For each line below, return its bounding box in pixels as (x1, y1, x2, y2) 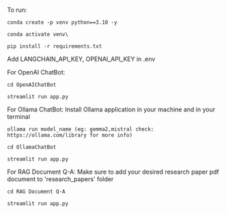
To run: (7, 6, 27, 14)
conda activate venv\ (7, 31, 69, 38)
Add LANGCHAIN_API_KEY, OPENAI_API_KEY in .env (7, 55, 156, 63)
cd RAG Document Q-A (7, 188, 66, 195)
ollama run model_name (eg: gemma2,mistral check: (7, 126, 154, 133)
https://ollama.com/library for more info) (7, 132, 133, 139)
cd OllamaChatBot (7, 144, 57, 150)
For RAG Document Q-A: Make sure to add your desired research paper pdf (7, 168, 220, 176)
